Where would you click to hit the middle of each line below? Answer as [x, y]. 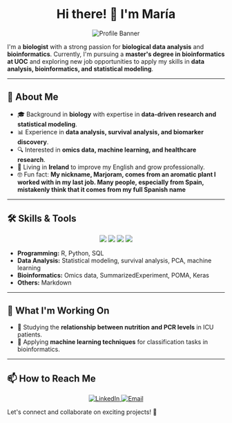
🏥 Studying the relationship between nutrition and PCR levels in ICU [115, 327]
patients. [30, 334]
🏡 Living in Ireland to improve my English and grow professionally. [111, 167]
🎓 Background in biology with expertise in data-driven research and [117, 114]
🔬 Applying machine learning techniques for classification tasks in [113, 342]
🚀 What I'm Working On [58, 310]
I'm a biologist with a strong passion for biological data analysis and [106, 46]
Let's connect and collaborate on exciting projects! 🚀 [82, 412]
